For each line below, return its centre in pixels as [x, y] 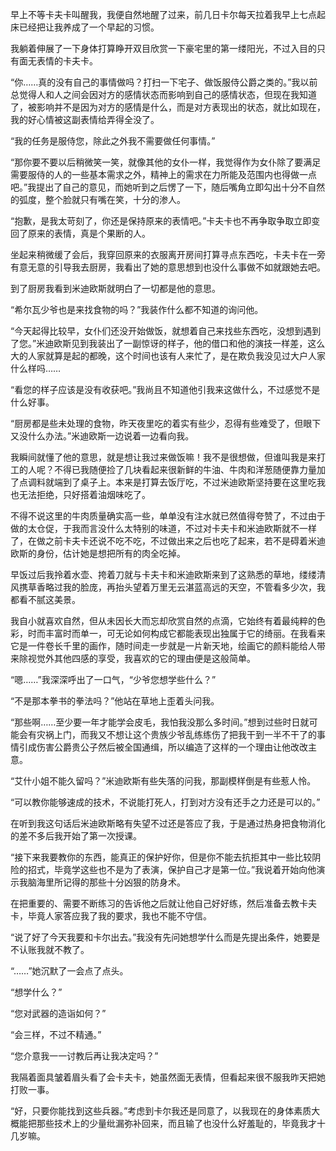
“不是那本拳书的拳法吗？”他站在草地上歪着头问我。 [115, 701]
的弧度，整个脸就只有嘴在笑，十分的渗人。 [98, 199]
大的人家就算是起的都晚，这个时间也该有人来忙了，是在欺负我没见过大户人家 [168, 356]
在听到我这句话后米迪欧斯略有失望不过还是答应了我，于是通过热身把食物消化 [168, 823]
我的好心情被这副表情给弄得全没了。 [85, 119]
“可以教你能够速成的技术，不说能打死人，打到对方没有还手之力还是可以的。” [165, 802]
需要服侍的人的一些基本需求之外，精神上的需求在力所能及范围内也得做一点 [163, 174]
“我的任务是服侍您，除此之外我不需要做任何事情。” [113, 141]
